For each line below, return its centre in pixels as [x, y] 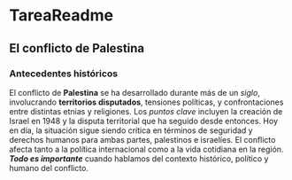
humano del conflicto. [49, 168]
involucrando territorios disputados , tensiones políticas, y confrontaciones [146, 102]
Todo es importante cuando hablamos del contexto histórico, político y [139, 158]
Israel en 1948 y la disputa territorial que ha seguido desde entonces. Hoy [144, 121]
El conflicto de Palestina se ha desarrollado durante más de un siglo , [135, 92]
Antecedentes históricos [63, 74]
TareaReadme [61, 16]
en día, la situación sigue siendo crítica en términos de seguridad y [131, 130]
